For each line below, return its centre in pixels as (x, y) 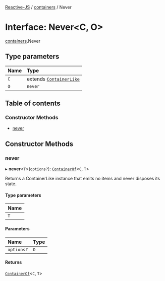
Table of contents (33, 104)
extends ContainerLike (53, 79)
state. (11, 184)
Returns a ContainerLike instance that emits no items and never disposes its (82, 179)
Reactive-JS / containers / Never (38, 7)
